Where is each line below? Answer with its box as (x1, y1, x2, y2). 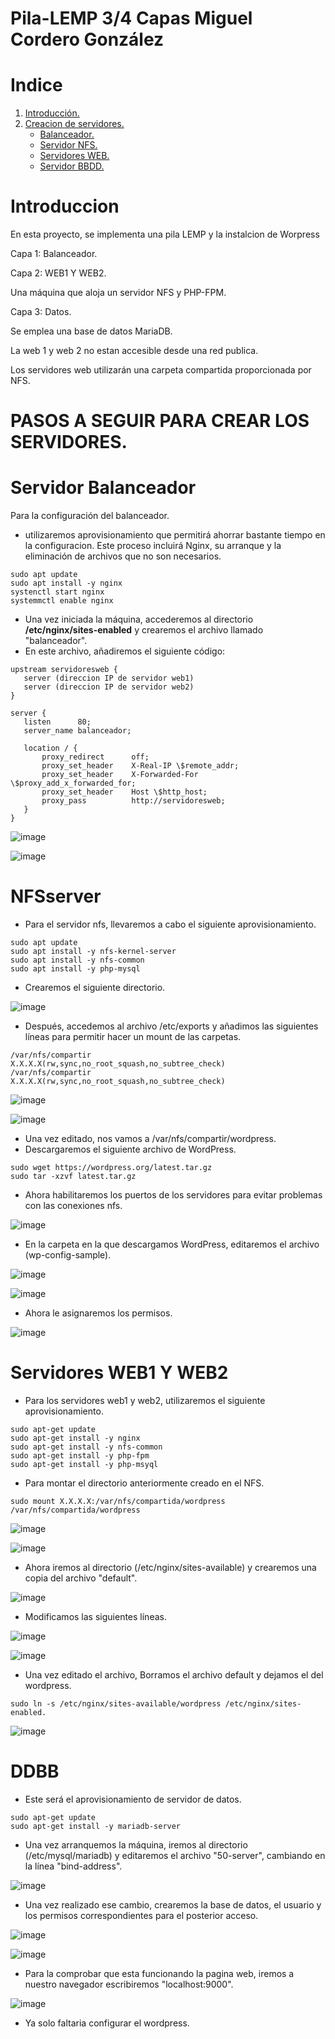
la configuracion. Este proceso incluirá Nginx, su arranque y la (24, 540, 282, 552)
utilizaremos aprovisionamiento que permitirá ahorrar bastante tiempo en (24, 529, 326, 541)
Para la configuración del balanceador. (10, 510, 170, 522)
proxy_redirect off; (41, 752, 150, 762)
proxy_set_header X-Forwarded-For (41, 770, 199, 780)
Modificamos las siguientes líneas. (24, 1611, 167, 1623)
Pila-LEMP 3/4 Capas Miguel (10, 7, 253, 30)
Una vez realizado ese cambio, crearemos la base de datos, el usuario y (24, 1899, 322, 1911)
